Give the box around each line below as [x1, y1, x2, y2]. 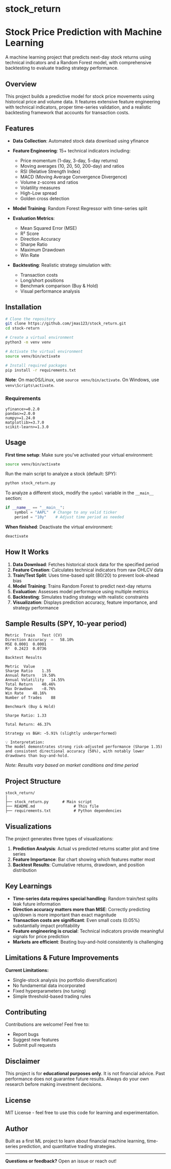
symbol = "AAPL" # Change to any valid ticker [14, 510, 117, 515]
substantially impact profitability [12, 922, 80, 928]
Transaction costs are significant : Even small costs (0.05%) [12, 917, 140, 923]
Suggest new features [12, 1037, 60, 1043]
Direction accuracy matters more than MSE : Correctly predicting [12, 906, 150, 912]
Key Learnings [5, 882, 52, 891]
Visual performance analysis [20, 288, 80, 294]
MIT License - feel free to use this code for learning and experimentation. [5, 1109, 159, 1116]
